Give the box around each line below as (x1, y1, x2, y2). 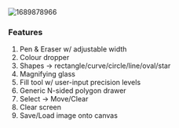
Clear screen (19, 102, 61, 112)
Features (8, 27, 43, 37)
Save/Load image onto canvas (19, 111, 118, 120)
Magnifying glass (19, 69, 76, 79)
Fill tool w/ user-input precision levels (19, 78, 141, 87)
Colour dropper (19, 53, 70, 62)
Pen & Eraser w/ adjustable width (19, 44, 127, 54)
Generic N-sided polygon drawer (19, 86, 127, 95)
